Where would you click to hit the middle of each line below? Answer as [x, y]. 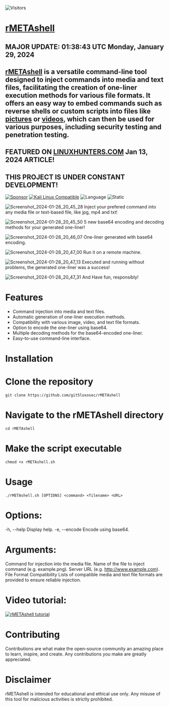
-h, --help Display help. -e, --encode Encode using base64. [67, 529]
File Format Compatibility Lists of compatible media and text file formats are [84, 574]
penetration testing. [37, 134]
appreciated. [18, 659]
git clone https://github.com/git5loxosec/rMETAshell [63, 395]
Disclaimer [28, 679]
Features [24, 297]
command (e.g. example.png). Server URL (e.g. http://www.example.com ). [82, 569]
